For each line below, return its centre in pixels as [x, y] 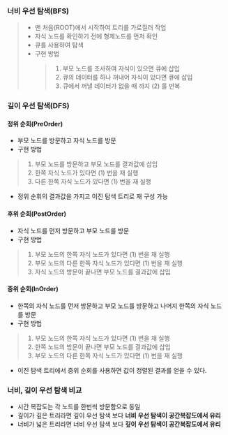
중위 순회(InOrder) [33, 289]
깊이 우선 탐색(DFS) [38, 106]
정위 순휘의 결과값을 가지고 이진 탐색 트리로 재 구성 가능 [93, 196]
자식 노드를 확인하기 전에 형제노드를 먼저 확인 [96, 36]
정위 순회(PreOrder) [35, 124]
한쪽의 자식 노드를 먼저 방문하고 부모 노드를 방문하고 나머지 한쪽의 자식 [113, 306]
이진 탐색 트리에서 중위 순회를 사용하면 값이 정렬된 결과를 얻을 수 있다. [112, 370]
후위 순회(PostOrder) [37, 214]
